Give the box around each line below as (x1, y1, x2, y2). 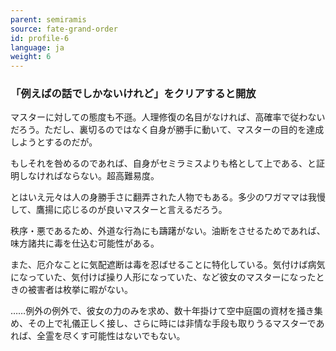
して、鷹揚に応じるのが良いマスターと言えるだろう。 (10, 204, 228, 216)
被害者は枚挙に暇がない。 (27, 284, 133, 296)
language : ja (10, 42, 65, 53)
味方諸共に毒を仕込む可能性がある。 (10, 237, 160, 250)
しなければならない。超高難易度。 (18, 170, 160, 182)
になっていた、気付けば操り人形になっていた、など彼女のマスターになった (10, 271, 317, 283)
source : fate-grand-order (10, 24, 118, 34)
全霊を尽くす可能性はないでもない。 (36, 330, 186, 342)
